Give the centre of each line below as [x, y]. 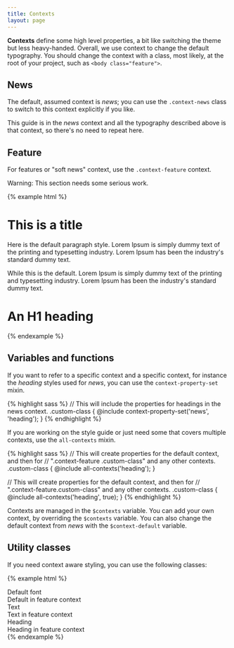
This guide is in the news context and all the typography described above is [117, 123]
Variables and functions [61, 358]
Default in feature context [44, 599]
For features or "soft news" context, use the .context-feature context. [110, 170]
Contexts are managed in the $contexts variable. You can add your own [111, 510]
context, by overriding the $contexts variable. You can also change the [110, 518]
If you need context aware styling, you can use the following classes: [107, 564]
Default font [25, 592]
